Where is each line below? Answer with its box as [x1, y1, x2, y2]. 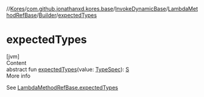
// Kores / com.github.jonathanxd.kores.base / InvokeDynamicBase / [6, 5, 169, 12]
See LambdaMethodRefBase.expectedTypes [6, 84, 119, 91]
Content [6, 59, 27, 66]
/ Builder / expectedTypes [36, 12, 97, 19]
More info [6, 72, 31, 79]
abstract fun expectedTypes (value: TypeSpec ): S [6, 65, 130, 73]
